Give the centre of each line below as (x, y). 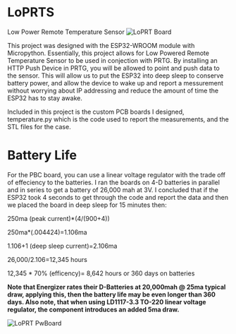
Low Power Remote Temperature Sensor (66, 32)
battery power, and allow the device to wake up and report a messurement (116, 83)
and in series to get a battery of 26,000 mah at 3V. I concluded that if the (113, 190)
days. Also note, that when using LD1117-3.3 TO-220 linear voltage (107, 302)
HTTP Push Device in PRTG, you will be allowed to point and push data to (113, 68)
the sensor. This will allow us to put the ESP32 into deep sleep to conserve (116, 76)
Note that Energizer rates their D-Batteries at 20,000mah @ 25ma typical (117, 287)
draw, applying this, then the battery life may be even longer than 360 (112, 294)
